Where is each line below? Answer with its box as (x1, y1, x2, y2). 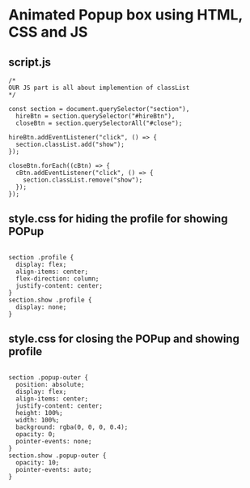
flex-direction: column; (15, 274, 100, 283)
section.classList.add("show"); (15, 140, 125, 148)
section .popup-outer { (8, 373, 89, 382)
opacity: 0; (15, 430, 57, 439)
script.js (8, 55, 51, 69)
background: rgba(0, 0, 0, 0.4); (15, 423, 129, 431)
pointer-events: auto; (15, 465, 92, 473)
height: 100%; (15, 409, 63, 417)
